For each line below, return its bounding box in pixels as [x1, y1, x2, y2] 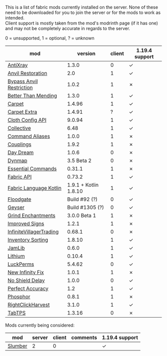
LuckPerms [7, 261, 34, 268]
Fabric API [7, 173, 32, 180]
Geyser [7, 204, 25, 211]
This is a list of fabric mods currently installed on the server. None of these [5, 4, 158, 10]
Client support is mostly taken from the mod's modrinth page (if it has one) [5, 20, 158, 26]
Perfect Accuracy [7, 285, 49, 292]
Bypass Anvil [7, 78, 38, 84]
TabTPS [7, 310, 26, 316]
